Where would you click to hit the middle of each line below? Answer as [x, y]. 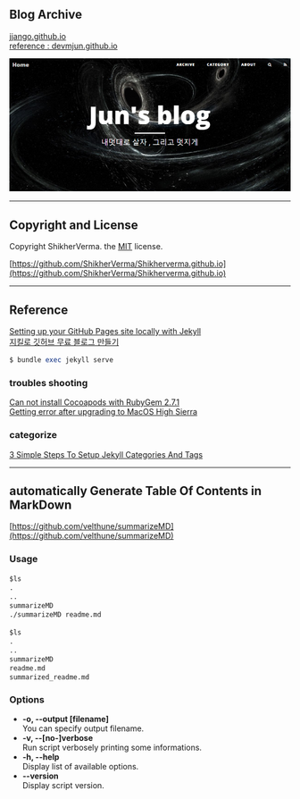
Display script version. [63, 785]
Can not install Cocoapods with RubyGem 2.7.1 [95, 402]
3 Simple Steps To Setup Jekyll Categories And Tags [106, 454]
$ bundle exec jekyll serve [62, 360]
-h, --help [41, 757]
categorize [33, 435]
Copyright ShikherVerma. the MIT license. [86, 247]
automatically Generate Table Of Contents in [135, 491]
